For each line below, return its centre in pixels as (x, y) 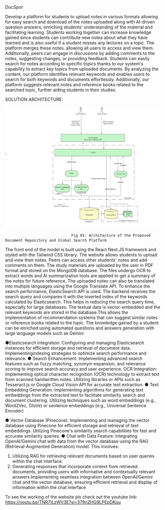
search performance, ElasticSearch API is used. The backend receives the (81, 291)
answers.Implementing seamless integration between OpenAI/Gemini (82, 477)
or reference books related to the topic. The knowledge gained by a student (82, 322)
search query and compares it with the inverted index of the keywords (76, 296)
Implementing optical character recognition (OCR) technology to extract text (82, 374)
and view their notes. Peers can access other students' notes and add (76, 260)
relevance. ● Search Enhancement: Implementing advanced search (74, 358)
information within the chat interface (49, 487)
